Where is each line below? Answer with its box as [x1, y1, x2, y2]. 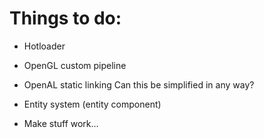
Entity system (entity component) [23, 98, 162, 110]
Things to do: [9, 7, 122, 30]
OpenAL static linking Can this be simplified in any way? [23, 78, 255, 91]
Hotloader [23, 40, 66, 52]
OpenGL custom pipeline [23, 59, 127, 71]
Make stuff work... [23, 117, 99, 129]
